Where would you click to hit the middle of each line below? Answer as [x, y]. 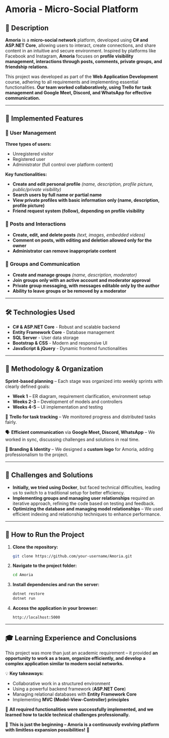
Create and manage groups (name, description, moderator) [75, 275]
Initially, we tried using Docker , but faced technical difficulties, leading [86, 487]
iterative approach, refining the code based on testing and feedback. [84, 503]
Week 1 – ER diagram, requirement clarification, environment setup [81, 396]
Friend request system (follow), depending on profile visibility [78, 211]
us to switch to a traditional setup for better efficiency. [68, 492]
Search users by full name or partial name [57, 195]
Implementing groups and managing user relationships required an [83, 498]
